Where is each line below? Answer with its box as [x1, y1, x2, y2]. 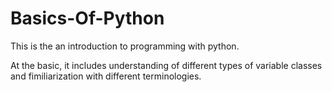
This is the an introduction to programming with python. [10, 40, 240, 52]
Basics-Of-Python [10, 7, 165, 30]
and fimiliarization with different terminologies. [10, 70, 202, 82]
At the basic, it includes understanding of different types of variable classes [10, 59, 323, 71]
